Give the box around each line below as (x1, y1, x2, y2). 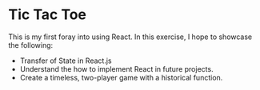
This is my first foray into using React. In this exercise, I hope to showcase (8, 32, 253, 41)
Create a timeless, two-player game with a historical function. (19, 72, 223, 82)
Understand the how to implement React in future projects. (19, 64, 214, 73)
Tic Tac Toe (8, 6, 86, 24)
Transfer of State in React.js (19, 56, 112, 65)
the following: (8, 40, 54, 49)
